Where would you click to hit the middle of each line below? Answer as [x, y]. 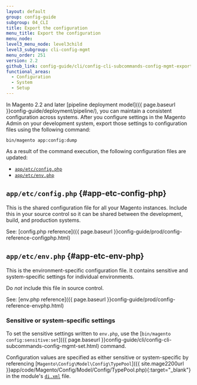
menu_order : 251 [26, 55]
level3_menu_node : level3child [44, 45]
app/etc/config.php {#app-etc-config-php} [86, 193]
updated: [17, 157]
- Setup [21, 88]
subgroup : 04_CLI [27, 22]
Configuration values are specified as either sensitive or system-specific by [97, 357]
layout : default [26, 11]
